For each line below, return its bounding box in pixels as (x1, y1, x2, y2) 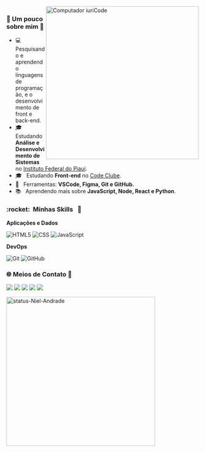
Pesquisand (15, 45, 45, 53)
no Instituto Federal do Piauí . (15, 165, 87, 172)
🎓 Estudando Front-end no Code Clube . (15, 172, 122, 179)
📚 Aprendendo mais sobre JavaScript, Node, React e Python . (15, 188, 176, 195)
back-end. (15, 117, 41, 124)
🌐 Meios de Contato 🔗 (6, 270, 72, 278)
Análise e (15, 139, 40, 146)
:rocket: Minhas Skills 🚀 (6, 205, 82, 213)
